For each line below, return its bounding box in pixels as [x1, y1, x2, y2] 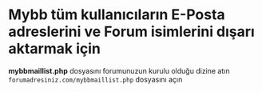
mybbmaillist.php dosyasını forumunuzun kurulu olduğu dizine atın [8, 66, 230, 75]
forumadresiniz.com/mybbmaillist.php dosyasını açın [8, 74, 183, 84]
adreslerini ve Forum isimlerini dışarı [8, 22, 256, 41]
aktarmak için [8, 40, 101, 58]
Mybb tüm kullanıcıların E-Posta [8, 6, 225, 24]
